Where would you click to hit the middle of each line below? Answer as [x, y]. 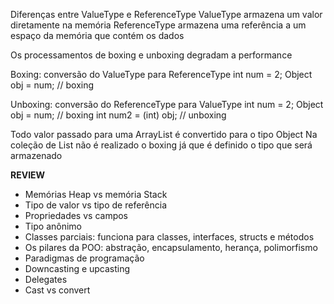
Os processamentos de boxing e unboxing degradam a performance [151, 55]
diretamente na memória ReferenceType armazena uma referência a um [158, 25]
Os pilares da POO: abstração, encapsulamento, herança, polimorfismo [171, 247]
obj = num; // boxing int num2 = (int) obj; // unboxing [118, 115]
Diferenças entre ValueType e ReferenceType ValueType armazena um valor [166, 14]
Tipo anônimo [53, 226]
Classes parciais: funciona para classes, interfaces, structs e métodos [169, 237]
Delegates [46, 279]
